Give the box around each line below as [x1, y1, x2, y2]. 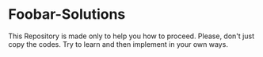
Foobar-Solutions [8, 5, 126, 23]
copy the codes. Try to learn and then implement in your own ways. [8, 39, 228, 48]
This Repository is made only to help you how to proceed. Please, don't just [8, 31, 255, 41]
